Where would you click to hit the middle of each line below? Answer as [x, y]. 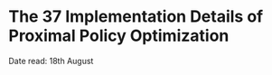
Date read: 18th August [51, 61]
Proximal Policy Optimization [119, 36]
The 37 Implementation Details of [136, 17]
